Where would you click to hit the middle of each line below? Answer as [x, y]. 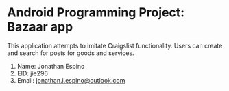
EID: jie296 [32, 73]
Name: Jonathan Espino [51, 66]
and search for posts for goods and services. [71, 53]
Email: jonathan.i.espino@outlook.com [71, 80]
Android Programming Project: [96, 13]
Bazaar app [40, 27]
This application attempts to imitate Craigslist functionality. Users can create [115, 45]
